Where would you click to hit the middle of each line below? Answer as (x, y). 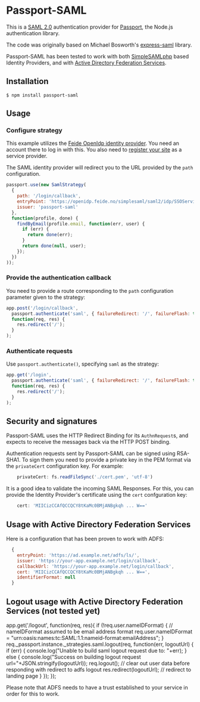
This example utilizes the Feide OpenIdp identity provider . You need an (93, 143)
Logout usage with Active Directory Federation (95, 602)
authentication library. (33, 33)
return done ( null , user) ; (54, 246)
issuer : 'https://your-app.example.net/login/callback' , (89, 561)
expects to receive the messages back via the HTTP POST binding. (88, 442)
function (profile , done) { (45, 218)
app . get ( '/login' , (29, 375)
